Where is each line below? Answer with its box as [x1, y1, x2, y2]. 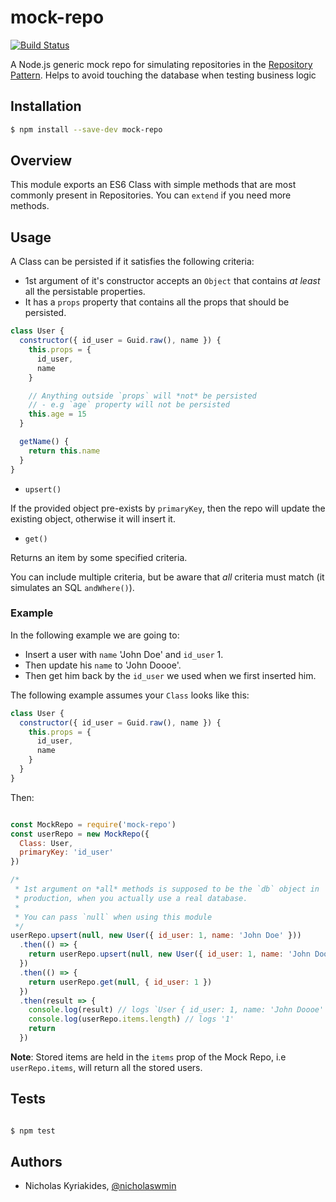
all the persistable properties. [24, 286, 146, 298]
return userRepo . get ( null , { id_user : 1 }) [28, 977, 213, 987]
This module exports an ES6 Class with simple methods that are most [10, 179, 297, 191]
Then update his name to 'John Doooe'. [24, 659, 182, 671]
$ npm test [10, 1126, 56, 1136]
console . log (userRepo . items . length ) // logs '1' [28, 1014, 235, 1025]
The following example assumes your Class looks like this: [10, 689, 250, 701]
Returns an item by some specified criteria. [10, 551, 188, 563]
